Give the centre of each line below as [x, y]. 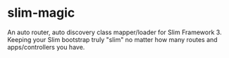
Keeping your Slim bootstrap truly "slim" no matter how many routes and [112, 39]
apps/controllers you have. [46, 47]
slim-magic [41, 13]
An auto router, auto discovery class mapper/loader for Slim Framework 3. [114, 32]
